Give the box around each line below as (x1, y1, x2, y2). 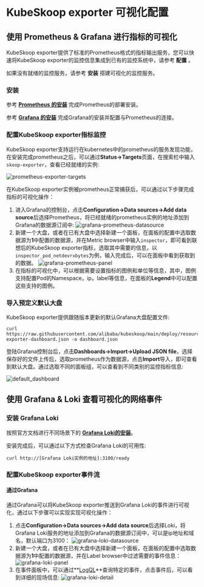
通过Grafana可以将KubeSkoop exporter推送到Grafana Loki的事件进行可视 (6, 501, 189, 508)
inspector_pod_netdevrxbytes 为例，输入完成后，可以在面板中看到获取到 (15, 252, 195, 259)
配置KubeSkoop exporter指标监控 (6, 131, 106, 139)
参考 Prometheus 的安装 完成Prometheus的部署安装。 (6, 101, 141, 108)
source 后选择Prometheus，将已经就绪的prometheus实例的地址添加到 (15, 213, 189, 221)
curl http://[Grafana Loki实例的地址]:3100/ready (6, 455, 130, 461)
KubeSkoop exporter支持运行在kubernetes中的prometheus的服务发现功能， (6, 145, 196, 153)
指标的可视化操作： (6, 193, 55, 201)
